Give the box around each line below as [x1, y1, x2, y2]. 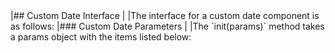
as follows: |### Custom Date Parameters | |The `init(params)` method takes [10, 20, 325, 32]
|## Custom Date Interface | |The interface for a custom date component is [10, 10, 320, 21]
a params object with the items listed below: [10, 31, 192, 43]
